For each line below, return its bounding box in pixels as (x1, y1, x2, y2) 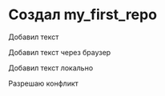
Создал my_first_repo (8, 6, 158, 24)
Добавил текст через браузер (8, 47, 111, 57)
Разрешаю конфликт (8, 78, 78, 88)
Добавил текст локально (8, 62, 94, 73)
